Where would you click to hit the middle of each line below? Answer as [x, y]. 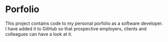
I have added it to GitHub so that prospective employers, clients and [76, 28]
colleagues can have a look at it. [39, 34]
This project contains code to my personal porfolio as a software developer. [84, 23]
